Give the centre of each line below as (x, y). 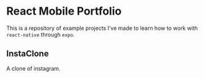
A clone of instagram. (33, 68)
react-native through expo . (40, 34)
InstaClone (28, 54)
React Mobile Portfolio (64, 11)
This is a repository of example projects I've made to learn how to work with (102, 28)
